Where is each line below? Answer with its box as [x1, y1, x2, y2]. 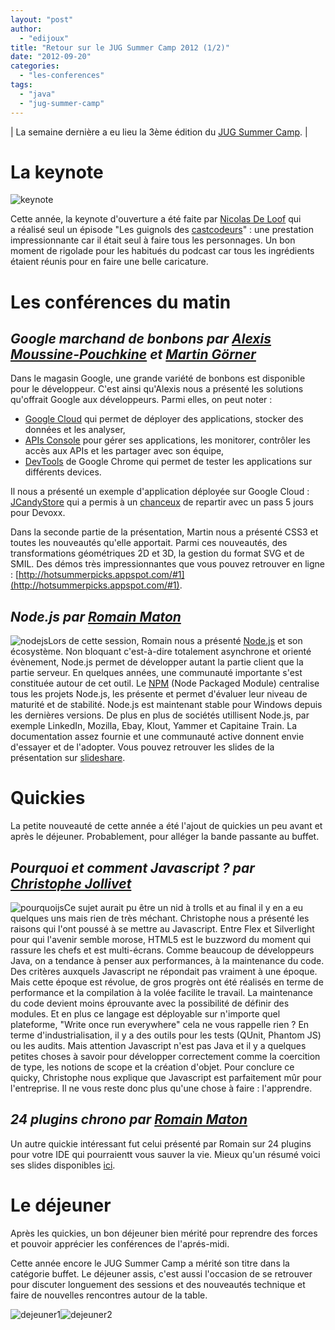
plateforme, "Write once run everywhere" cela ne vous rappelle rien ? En [10, 1019, 310, 1030]
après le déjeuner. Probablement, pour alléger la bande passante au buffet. [10, 831, 320, 843]
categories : [10, 61, 60, 71]
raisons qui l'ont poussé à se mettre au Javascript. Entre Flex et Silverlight [10, 923, 315, 935]
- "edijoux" [19, 33, 70, 43]
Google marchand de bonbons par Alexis [10, 331, 272, 348]
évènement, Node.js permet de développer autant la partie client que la [10, 656, 304, 668]
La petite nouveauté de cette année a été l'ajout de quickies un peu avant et [10, 820, 323, 832]
